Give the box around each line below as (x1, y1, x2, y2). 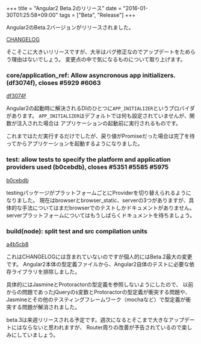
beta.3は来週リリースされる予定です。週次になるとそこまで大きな (6, 316, 169, 323)
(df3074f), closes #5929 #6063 (6, 78, 101, 87)
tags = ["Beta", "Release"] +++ (59, 11, 136, 19)
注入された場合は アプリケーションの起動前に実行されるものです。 (16, 120, 182, 127)
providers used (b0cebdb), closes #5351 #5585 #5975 (6, 163, 169, 171)
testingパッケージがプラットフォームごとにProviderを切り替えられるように (6, 189, 191, 196)
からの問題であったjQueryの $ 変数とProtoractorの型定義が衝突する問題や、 (6, 288, 191, 295)
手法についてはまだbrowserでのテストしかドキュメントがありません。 (22, 204, 195, 211)
